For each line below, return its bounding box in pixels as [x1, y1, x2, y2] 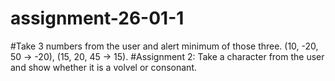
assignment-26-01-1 [10, 7, 185, 30]
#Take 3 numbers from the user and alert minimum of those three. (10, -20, [10, 40, 319, 52]
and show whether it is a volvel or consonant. [10, 61, 197, 73]
